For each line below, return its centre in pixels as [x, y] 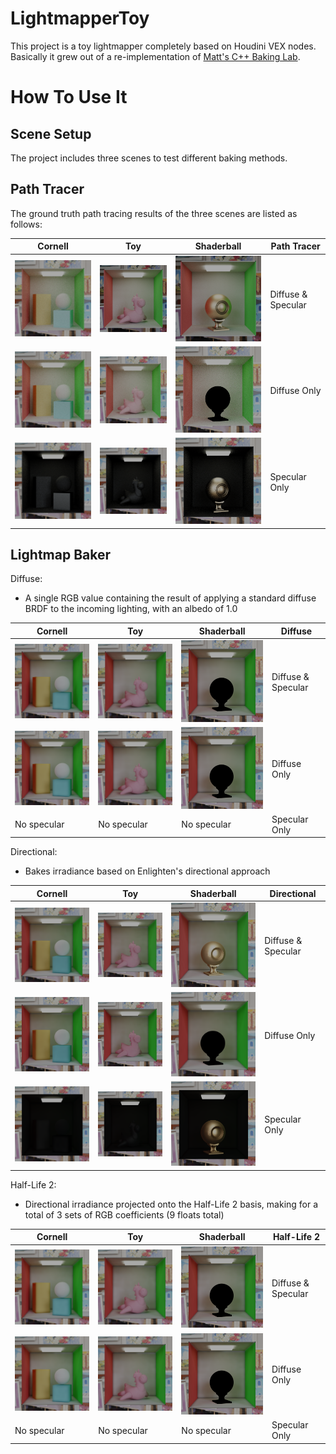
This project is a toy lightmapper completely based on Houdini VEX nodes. [163, 46]
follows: [26, 224]
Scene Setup [51, 133]
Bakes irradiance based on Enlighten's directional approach [147, 871]
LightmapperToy [80, 18]
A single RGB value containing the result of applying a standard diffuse [170, 598]
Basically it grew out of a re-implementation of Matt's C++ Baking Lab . [155, 56]
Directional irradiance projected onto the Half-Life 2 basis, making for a [171, 1204]
